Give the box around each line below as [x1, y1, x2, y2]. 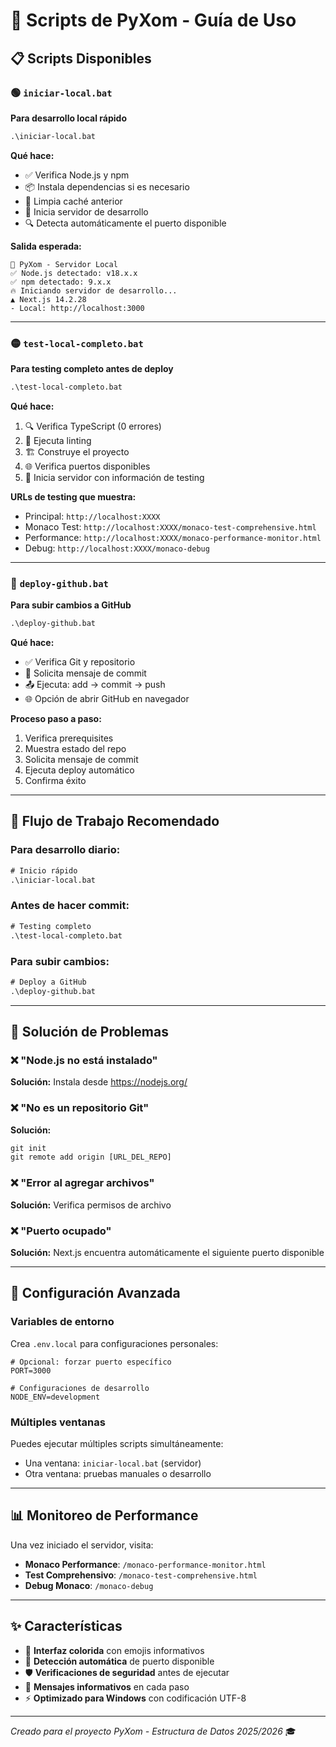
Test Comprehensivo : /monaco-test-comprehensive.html [24, 1569, 258, 1581]
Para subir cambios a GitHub [10, 599, 132, 611]
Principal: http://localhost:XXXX [24, 510, 161, 522]
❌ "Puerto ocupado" [10, 1224, 112, 1238]
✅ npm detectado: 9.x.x [10, 277, 112, 287]
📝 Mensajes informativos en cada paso [24, 1680, 190, 1693]
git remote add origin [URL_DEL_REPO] [10, 1152, 172, 1163]
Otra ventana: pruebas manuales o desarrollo [24, 1467, 212, 1479]
